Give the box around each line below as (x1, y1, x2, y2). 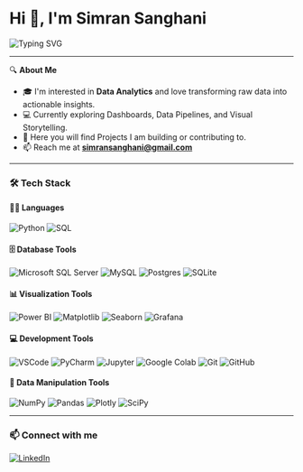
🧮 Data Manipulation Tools (9, 377, 110, 388)
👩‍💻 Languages (9, 202, 65, 213)
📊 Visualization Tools (9, 288, 93, 299)
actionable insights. (22, 98, 96, 109)
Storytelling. (22, 122, 68, 133)
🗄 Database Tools (9, 244, 77, 255)
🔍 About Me (9, 64, 57, 75)
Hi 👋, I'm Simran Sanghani (9, 8, 207, 29)
